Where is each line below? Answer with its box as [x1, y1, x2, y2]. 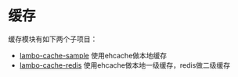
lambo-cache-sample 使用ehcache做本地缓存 [19, 51, 168, 60]
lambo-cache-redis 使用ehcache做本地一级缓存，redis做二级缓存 [19, 60, 231, 70]
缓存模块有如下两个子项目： [8, 34, 98, 44]
